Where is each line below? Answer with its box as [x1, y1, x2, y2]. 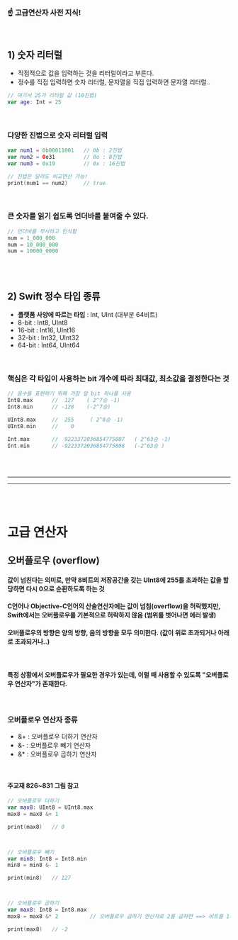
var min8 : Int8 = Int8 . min [7, 855, 87, 862]
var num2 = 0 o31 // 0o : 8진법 [7, 154, 123, 161]
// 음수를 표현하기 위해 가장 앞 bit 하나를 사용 [7, 390, 132, 398]
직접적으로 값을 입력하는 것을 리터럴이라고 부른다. [17, 69, 154, 77]
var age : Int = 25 [7, 99, 62, 106]
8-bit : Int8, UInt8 [17, 318, 68, 327]
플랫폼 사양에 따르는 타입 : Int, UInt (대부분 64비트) [17, 310, 158, 319]
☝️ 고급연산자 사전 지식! [7, 7, 81, 17]
